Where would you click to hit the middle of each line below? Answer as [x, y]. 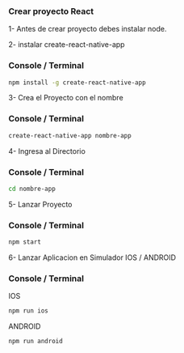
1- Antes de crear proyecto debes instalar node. [88, 29]
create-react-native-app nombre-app [70, 135]
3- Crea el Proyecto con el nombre [66, 98]
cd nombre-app [32, 189]
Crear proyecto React [51, 11]
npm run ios [28, 311]
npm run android [36, 342]
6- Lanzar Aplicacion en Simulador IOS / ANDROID [92, 257]
